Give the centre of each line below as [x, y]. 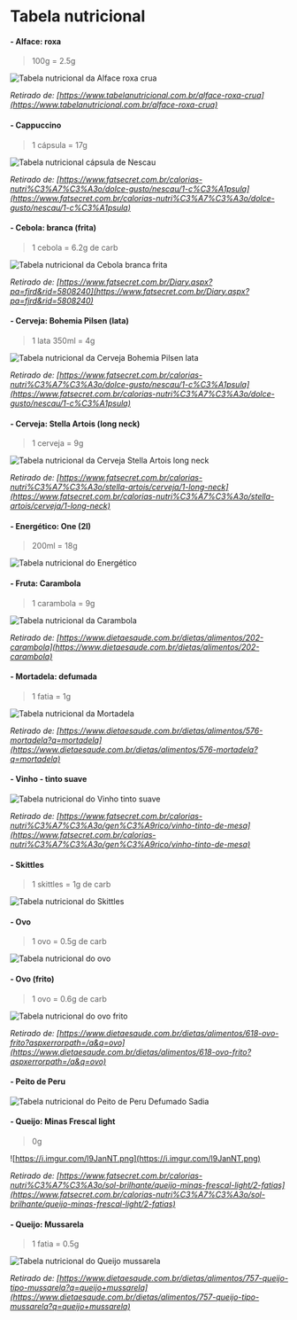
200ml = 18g [54, 546]
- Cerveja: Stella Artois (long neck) [75, 424]
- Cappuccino [36, 125]
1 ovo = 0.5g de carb [69, 941]
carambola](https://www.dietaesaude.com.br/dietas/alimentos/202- [135, 647]
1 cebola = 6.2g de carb [75, 247]
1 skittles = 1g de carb [71, 885]
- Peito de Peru [38, 1082]
